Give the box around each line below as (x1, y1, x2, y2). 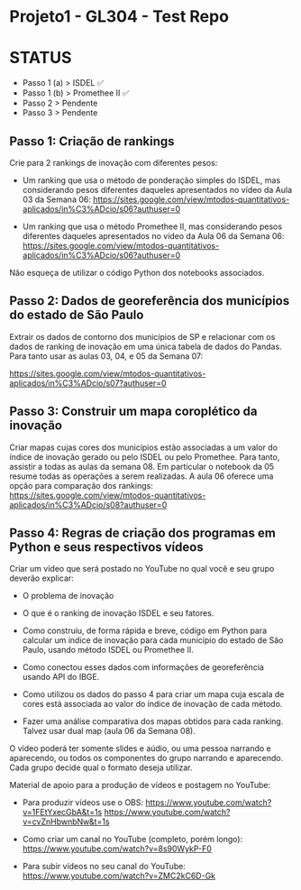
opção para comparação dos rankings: (9, 480, 153, 491)
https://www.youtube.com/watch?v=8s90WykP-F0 (22, 843, 212, 854)
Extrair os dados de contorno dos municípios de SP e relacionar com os (9, 331, 276, 342)
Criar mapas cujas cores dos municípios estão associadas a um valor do (9, 442, 278, 453)
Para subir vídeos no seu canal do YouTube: (22, 861, 187, 872)
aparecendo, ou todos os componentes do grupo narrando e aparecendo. (9, 753, 284, 764)
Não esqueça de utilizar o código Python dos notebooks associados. (9, 267, 265, 278)
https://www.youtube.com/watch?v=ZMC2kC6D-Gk (22, 870, 216, 881)
